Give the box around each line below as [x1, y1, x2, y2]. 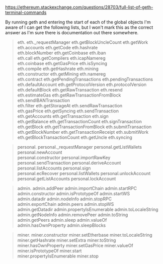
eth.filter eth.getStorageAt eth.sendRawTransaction [17, 103, 123, 108]
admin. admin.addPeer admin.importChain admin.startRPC [17, 185, 137, 191]
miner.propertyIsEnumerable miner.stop [17, 253, 99, 259]
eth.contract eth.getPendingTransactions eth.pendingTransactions [17, 77, 153, 82]
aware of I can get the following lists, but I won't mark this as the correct [5, 24, 153, 30]
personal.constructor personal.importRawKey [17, 155, 111, 161]
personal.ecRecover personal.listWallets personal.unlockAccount [17, 171, 151, 176]
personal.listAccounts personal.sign [17, 165, 91, 171]
